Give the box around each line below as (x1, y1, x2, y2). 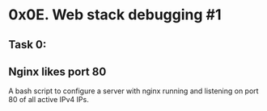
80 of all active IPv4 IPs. (8, 95, 89, 105)
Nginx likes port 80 (8, 64, 107, 78)
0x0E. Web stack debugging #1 (8, 6, 222, 24)
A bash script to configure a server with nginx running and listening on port (8, 86, 259, 96)
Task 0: (8, 38, 47, 51)
